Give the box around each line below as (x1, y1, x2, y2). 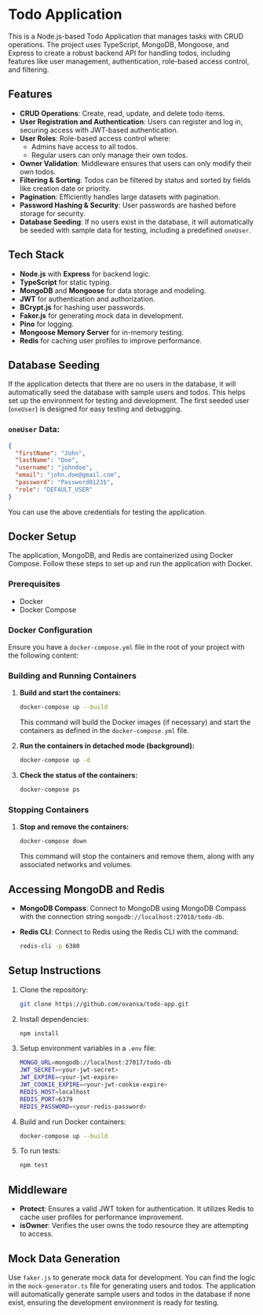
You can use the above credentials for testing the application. (8, 507, 206, 516)
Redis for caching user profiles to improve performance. (19, 335, 203, 345)
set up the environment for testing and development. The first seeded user (8, 396, 250, 405)
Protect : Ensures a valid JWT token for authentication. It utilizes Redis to (19, 1204, 254, 1214)
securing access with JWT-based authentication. (19, 125, 179, 134)
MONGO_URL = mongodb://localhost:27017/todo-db (19, 1059, 171, 1067)
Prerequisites (8, 579, 60, 590)
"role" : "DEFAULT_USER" (15, 485, 93, 493)
